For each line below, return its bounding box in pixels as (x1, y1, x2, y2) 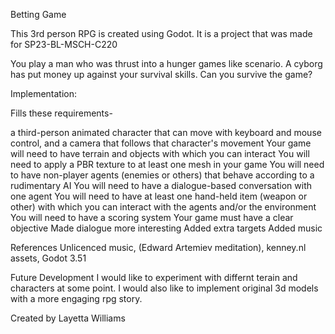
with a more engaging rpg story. (10, 293, 143, 304)
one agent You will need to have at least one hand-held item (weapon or (10, 190, 308, 202)
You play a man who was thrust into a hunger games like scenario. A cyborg (10, 58, 323, 69)
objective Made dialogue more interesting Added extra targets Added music (10, 222, 323, 234)
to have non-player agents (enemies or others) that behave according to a (10, 169, 315, 181)
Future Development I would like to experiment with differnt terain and (10, 272, 298, 283)
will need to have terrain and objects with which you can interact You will (10, 148, 310, 159)
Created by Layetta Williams (10, 312, 126, 324)
